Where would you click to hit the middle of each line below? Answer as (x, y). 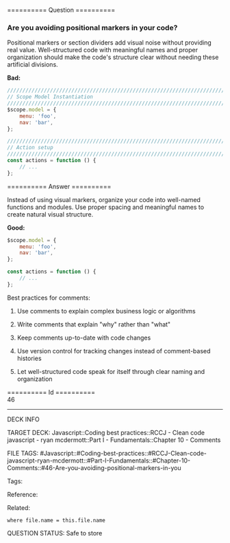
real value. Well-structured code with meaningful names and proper (103, 50)
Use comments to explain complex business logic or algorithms (106, 311)
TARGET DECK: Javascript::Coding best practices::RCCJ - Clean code (106, 432)
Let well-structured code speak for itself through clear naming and (111, 371)
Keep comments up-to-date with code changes (84, 337)
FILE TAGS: (23, 453)
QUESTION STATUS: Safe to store (55, 533)
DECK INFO (23, 419)
